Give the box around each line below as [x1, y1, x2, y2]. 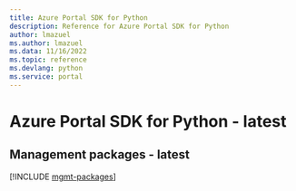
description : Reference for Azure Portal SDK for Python [9, 22, 230, 31]
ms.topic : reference [9, 55, 88, 64]
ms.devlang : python [9, 64, 84, 73]
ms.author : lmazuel [9, 38, 84, 48]
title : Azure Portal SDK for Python [9, 13, 148, 23]
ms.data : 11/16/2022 [9, 47, 88, 56]
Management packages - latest [9, 147, 191, 163]
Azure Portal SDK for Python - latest [9, 110, 288, 131]
